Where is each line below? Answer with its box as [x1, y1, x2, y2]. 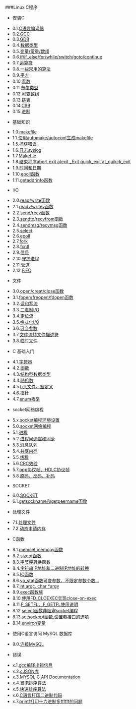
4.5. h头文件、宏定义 [12, 384, 54, 389]
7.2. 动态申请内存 [12, 526, 46, 532]
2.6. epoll [12, 233, 31, 239]
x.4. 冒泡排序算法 [12, 680, 47, 686]
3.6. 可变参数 [12, 325, 38, 331]
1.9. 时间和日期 [12, 165, 41, 171]
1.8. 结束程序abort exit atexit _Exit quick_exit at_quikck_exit [12, 159, 131, 165]
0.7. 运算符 [12, 60, 33, 65]
